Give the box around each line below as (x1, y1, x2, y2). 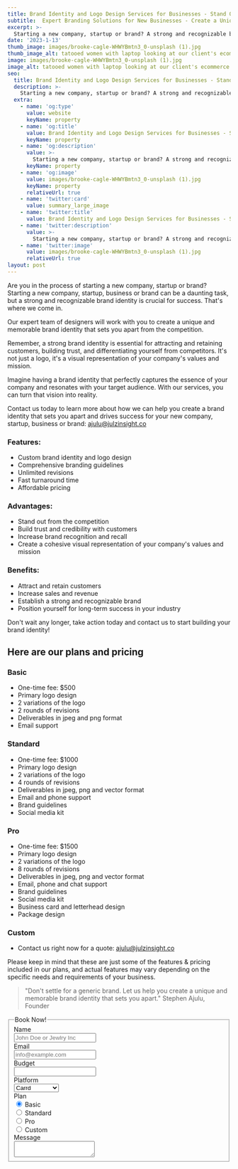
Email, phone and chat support (17, 880, 108, 889)
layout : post (7, 262, 46, 269)
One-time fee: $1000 (17, 755, 79, 764)
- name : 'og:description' (20, 143, 97, 150)
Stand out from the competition (17, 517, 110, 526)
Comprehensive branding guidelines (17, 461, 124, 469)
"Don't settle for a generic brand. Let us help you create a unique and (24, 986, 228, 995)
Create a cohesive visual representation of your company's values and (17, 540, 225, 548)
